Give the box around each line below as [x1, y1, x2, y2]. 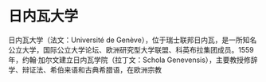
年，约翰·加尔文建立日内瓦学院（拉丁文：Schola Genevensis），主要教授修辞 [8, 55, 258, 64]
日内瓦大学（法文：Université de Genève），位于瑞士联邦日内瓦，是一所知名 [8, 35, 257, 45]
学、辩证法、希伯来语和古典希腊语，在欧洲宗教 [8, 64, 162, 74]
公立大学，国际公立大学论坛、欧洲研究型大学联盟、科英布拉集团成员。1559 [8, 45, 254, 54]
